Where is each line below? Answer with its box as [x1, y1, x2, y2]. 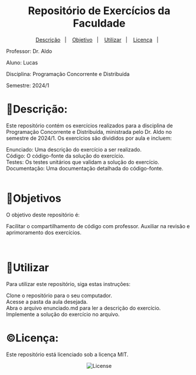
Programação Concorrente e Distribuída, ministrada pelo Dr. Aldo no [6, 128, 172, 135]
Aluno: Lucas [6, 59, 38, 66]
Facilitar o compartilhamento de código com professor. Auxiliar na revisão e [6, 222, 190, 229]
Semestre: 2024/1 [6, 81, 50, 89]
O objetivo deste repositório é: [6, 211, 80, 218]
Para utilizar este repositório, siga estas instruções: [6, 280, 131, 287]
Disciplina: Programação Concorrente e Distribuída [6, 70, 130, 77]
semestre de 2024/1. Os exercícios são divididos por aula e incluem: [6, 134, 172, 142]
